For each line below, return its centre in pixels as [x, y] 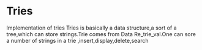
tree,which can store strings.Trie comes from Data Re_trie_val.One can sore [101, 34]
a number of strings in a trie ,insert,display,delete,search [77, 40]
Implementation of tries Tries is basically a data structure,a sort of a [92, 28]
